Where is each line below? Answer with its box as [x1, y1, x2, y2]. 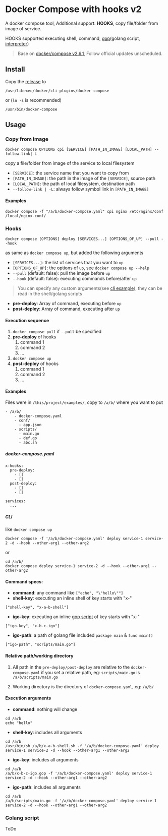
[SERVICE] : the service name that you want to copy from [12, 170, 129, 176]
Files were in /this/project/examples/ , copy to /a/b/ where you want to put [5, 399, 163, 405]
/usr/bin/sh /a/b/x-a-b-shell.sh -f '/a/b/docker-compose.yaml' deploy [5, 743, 159, 748]
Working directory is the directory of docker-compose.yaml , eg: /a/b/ [12, 683, 154, 689]
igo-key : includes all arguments [12, 756, 79, 762]
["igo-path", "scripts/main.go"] [5, 642, 76, 647]
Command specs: [5, 578, 43, 584]
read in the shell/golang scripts [17, 290, 82, 296]
